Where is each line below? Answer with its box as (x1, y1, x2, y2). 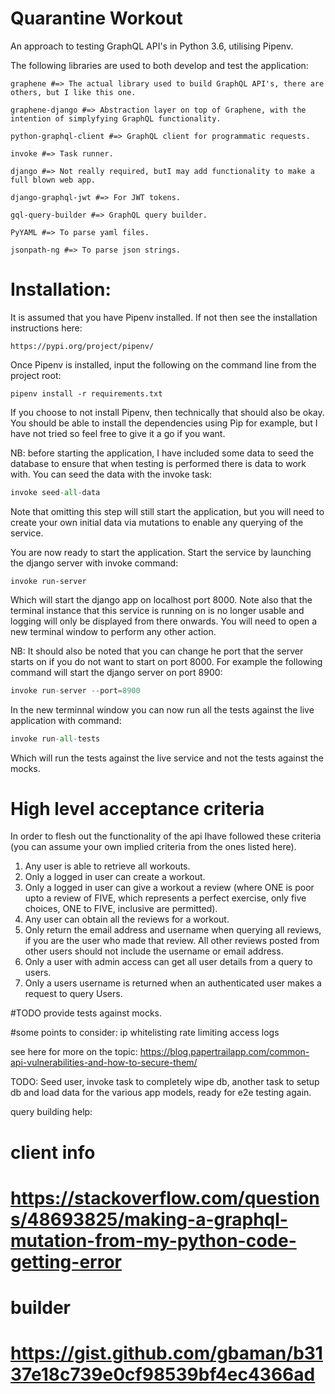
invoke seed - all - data (10, 487, 101, 497)
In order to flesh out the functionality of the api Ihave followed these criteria (10, 830, 322, 842)
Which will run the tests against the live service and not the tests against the (10, 752, 324, 764)
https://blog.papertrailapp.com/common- (139, 1046, 310, 1058)
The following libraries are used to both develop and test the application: (10, 59, 309, 71)
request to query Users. (24, 988, 123, 1000)
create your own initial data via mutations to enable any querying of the (10, 516, 304, 528)
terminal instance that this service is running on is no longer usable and (10, 604, 305, 616)
